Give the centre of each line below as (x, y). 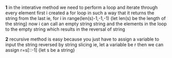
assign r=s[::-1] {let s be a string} (40, 50)
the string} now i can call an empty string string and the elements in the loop (86, 24)
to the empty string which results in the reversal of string (65, 29)
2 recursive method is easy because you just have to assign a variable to (82, 39)
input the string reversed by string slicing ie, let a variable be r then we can (84, 45)
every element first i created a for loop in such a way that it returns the (80, 13)
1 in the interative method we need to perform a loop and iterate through (82, 7)
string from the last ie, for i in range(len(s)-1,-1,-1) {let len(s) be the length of (85, 18)
